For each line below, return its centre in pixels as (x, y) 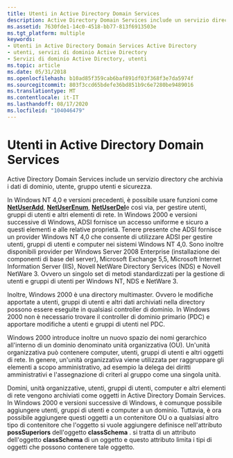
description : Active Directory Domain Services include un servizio (108, 20)
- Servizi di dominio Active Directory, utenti (77, 59)
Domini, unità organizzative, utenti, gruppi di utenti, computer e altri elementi (117, 388)
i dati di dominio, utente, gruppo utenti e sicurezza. (80, 186)
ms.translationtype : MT (42, 91)
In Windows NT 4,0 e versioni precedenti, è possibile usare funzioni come (113, 199)
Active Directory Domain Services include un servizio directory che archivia (115, 179)
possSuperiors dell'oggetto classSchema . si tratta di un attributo (102, 432)
